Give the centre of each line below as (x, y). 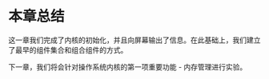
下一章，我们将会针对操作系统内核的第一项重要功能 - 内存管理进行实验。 (128, 67)
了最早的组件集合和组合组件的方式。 (68, 49)
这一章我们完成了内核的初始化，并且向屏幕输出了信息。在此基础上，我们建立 (134, 40)
